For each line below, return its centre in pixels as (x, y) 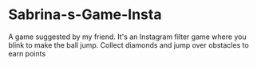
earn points (27, 53)
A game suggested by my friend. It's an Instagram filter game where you (127, 37)
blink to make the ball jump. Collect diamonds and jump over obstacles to (128, 45)
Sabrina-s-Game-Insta (85, 15)
